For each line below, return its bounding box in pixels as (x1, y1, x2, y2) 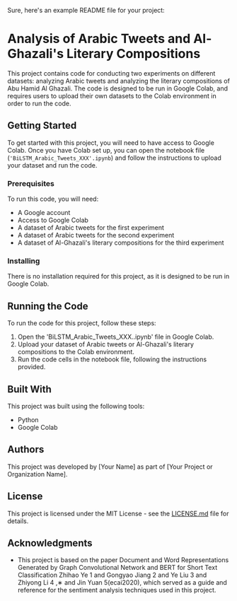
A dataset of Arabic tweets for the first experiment (17, 223, 165, 232)
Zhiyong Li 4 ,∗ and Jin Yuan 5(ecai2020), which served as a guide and (17, 578, 228, 587)
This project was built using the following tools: (7, 402, 145, 410)
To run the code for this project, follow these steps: (7, 319, 157, 327)
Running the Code (7, 300, 88, 312)
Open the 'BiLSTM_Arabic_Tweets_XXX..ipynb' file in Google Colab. (17, 332, 214, 342)
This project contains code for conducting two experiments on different (7, 69, 216, 77)
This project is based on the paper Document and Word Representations (17, 556, 229, 564)
